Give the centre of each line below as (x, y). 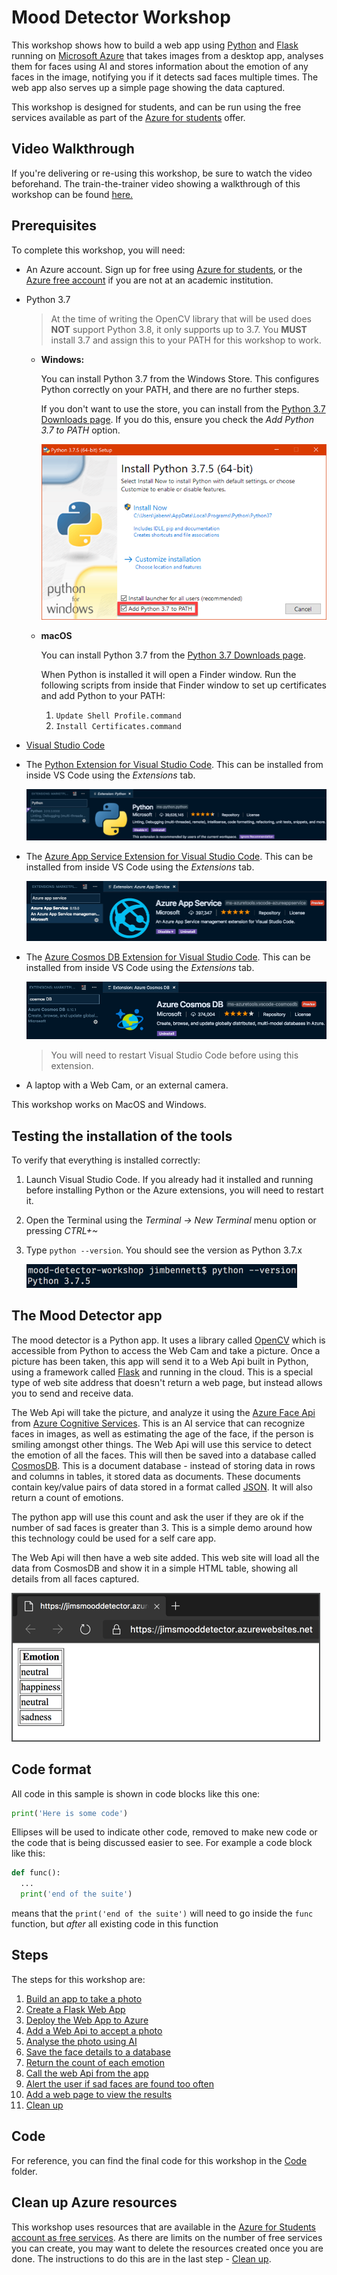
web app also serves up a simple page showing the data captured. (148, 87)
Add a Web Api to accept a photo (94, 2030)
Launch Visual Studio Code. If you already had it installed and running (169, 1179)
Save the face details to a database (98, 2052)
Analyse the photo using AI (81, 2041)
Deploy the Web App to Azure (87, 2020)
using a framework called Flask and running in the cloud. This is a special (162, 1372)
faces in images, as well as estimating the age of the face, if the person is (162, 1433)
